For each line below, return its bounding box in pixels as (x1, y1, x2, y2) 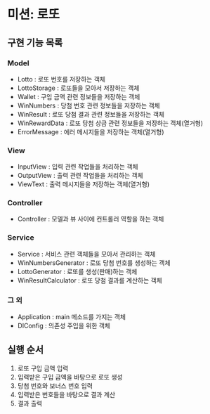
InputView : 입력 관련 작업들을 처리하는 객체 (17, 162, 138, 171)
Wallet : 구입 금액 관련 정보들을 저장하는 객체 (17, 92, 140, 101)
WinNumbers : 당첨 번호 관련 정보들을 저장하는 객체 (17, 101, 160, 110)
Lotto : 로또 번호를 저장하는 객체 (17, 75, 105, 83)
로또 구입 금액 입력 (17, 363, 69, 373)
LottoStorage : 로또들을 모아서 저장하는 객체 (17, 84, 140, 92)
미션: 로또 (7, 6, 60, 22)
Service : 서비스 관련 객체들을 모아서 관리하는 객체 (17, 250, 156, 258)
